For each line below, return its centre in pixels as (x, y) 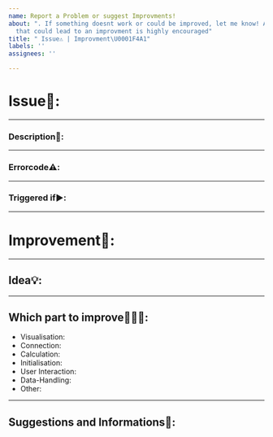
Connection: (41, 346)
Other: (31, 389)
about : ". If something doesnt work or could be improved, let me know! (134, 24)
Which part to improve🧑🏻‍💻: (78, 317)
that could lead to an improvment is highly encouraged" (114, 31)
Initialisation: (41, 363)
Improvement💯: (62, 240)
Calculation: (40, 354)
